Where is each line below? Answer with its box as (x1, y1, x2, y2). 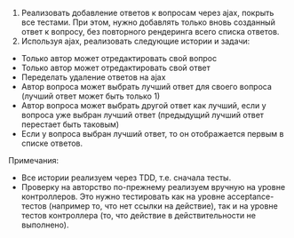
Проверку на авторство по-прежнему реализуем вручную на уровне (20, 182, 286, 192)
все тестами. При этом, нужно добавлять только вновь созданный (20, 17, 276, 28)
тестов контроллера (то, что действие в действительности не (20, 210, 257, 220)
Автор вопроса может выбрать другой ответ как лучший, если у (20, 100, 267, 110)
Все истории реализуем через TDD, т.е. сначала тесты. (20, 172, 232, 183)
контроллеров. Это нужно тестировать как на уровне (20, 191, 226, 202)
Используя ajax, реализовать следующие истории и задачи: (20, 36, 250, 46)
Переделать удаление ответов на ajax (20, 72, 166, 83)
